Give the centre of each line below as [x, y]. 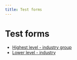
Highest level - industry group [42, 47]
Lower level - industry [34, 52]
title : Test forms [23, 10]
